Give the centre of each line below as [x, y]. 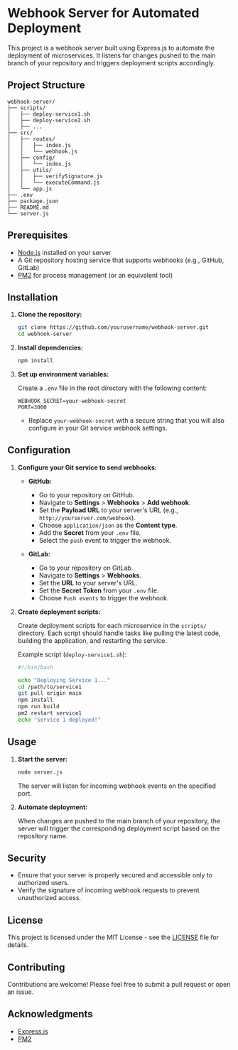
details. [18, 945]
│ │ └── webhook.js [43, 151]
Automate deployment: [53, 807]
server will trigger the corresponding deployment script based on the [119, 828]
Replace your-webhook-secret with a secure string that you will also [126, 420]
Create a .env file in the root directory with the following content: [112, 388]
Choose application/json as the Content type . [108, 525]
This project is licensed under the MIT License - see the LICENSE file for [113, 937]
